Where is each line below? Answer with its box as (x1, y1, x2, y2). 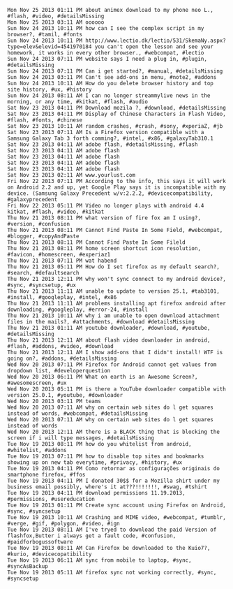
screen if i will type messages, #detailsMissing (7, 435, 155, 442)
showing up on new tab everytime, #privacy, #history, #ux (7, 459, 183, 466)
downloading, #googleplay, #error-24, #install (7, 306, 149, 313)
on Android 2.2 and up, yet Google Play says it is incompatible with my (7, 184, 227, 191)
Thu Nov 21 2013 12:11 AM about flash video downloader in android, (7, 337, 211, 344)
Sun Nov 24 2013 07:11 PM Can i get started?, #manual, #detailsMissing (7, 68, 223, 75)
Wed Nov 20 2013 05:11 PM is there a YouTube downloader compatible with (7, 386, 227, 393)
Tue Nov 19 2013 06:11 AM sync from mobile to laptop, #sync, (7, 557, 192, 564)
